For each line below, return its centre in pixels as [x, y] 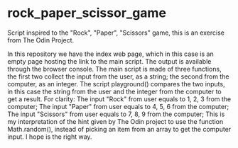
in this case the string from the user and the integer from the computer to [114, 91]
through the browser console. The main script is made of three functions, [114, 69]
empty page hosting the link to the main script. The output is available [109, 61]
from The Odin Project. [41, 40]
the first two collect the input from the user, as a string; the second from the [118, 76]
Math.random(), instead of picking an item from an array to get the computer [119, 129]
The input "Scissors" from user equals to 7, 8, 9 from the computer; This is [116, 114]
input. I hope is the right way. [50, 137]
